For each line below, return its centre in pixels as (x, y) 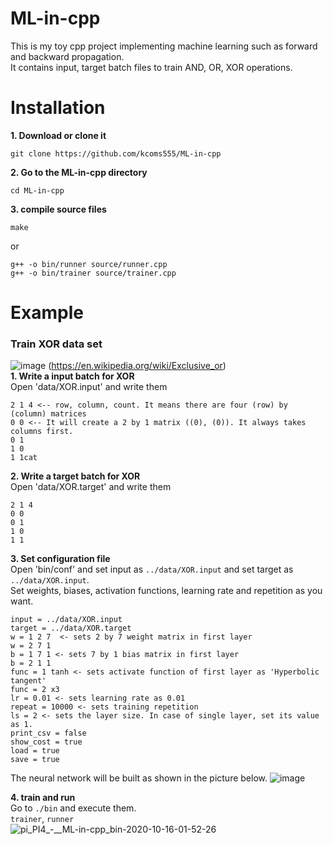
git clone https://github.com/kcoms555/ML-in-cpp (116, 153)
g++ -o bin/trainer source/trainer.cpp (93, 273)
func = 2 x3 (35, 690)
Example (47, 313)
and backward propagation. (67, 56)
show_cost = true (46, 742)
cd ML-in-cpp (37, 190)
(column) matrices (48, 414)
